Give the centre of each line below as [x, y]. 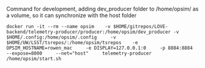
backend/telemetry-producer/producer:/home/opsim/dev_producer [89, 32]
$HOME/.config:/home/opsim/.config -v [61, 37]
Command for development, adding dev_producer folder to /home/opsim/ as [102, 9]
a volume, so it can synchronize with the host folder [71, 15]
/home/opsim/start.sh [34, 59]
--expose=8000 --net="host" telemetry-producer [79, 53]
